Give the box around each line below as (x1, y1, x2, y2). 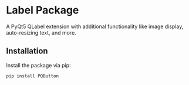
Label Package (6, 4, 79, 17)
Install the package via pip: (6, 62, 72, 69)
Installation (6, 46, 48, 56)
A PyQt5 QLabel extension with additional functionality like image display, (6, 23, 184, 30)
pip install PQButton (6, 73, 59, 79)
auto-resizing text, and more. (6, 29, 76, 36)
